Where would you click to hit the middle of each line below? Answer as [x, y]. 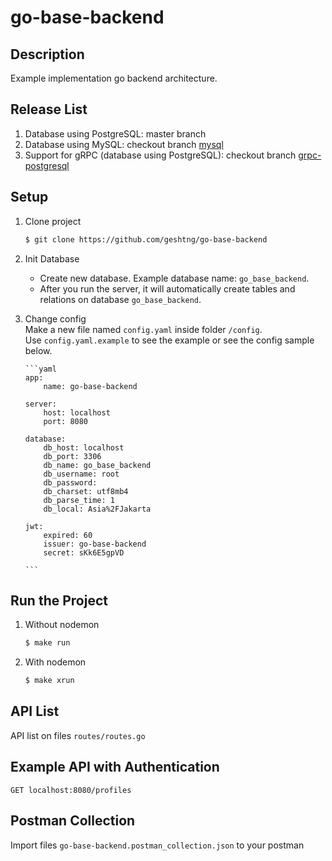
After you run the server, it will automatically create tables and [167, 288]
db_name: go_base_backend [97, 465]
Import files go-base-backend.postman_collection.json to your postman [157, 845]
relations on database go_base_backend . [120, 299]
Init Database [52, 258]
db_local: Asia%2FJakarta [97, 509]
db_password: [70, 482]
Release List [49, 109]
